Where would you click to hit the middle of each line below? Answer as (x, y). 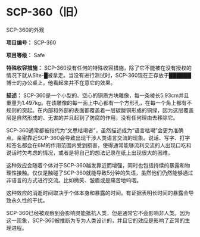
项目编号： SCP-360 (31, 42)
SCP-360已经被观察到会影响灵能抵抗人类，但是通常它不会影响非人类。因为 (98, 213)
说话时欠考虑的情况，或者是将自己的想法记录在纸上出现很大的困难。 (90, 152)
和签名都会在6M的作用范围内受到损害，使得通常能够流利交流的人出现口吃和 (99, 145)
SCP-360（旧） (45, 12)
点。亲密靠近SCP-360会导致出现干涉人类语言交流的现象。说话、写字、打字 (98, 138)
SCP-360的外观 (25, 30)
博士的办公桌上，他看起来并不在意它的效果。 (61, 82)
